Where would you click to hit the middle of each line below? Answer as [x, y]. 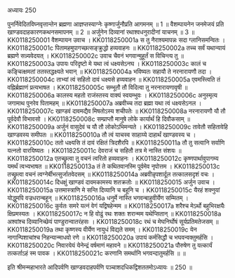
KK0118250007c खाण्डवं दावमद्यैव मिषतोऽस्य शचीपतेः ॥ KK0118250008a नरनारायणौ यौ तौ [116, 111]
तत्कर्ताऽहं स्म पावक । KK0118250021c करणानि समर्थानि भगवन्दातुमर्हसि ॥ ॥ [96, 253]
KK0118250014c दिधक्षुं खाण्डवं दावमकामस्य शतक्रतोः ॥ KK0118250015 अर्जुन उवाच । [111, 182]
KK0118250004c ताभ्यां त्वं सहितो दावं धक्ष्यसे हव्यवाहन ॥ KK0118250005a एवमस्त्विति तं [114, 79]
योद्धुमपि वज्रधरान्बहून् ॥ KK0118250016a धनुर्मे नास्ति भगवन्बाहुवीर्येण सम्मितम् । [98, 198]
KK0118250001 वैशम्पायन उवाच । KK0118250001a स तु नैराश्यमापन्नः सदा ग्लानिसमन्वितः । [116, 40]
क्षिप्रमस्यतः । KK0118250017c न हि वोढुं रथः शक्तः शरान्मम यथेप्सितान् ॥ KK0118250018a [114, 214]
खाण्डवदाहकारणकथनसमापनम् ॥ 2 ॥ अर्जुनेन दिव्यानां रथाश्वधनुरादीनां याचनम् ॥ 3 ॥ [101, 32]
